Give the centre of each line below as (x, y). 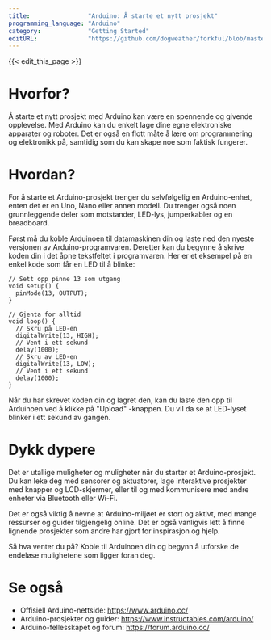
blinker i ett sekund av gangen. (60, 418)
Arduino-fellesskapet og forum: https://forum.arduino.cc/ (115, 627)
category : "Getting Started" (79, 31)
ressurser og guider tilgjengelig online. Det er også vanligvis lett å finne (127, 523)
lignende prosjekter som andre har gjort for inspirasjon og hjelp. (114, 531)
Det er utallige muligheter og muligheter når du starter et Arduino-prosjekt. (132, 473)
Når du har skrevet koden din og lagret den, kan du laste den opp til (120, 400)
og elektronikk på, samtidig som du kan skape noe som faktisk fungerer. (128, 142)
